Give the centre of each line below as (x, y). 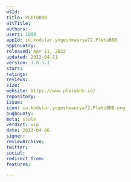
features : (19, 164)
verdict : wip (23, 125)
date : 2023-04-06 (28, 130)
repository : (21, 96)
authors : (17, 29)
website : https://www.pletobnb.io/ (51, 91)
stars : (14, 68)
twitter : (17, 147)
